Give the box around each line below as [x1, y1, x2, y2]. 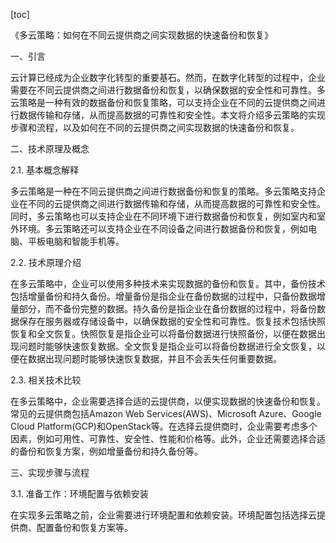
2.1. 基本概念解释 [10, 164, 80, 176]
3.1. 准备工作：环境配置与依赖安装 [10, 488, 149, 499]
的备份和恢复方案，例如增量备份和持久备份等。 [10, 445, 203, 457]
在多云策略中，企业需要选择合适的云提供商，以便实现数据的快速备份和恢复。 [10, 395, 326, 407]
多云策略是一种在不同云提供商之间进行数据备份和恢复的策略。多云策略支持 [10, 185, 317, 197]
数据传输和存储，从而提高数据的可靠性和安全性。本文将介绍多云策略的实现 [18, 109, 326, 121]
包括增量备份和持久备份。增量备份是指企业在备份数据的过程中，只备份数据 [10, 290, 317, 302]
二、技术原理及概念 [10, 143, 90, 154]
